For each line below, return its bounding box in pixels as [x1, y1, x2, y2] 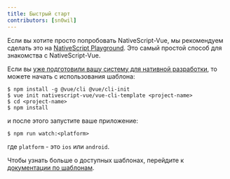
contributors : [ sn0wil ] [7, 17, 77, 24]
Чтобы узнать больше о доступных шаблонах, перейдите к [7, 156, 184, 164]
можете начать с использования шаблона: [7, 72, 135, 81]
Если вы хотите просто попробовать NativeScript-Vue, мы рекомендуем [7, 36, 224, 44]
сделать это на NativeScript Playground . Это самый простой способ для [7, 44, 222, 52]
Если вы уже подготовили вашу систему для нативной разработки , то [7, 65, 217, 73]
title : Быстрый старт [7, 10, 71, 18]
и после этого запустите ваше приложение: [7, 117, 139, 125]
